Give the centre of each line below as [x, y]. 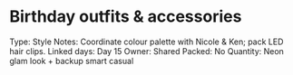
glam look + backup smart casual [72, 61]
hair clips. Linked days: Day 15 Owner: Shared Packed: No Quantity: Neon [146, 51]
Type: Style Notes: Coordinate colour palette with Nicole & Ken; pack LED [146, 42]
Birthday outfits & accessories [126, 17]
